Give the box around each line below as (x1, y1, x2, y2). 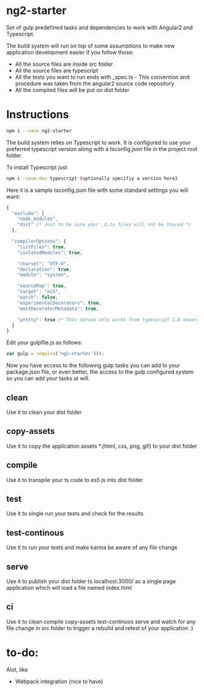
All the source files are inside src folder (15, 60, 114, 68)
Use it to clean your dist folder (6, 408, 82, 416)
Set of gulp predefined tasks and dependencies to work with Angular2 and (6, 24, 193, 31)
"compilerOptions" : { (12, 238, 67, 244)
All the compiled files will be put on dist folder (15, 86, 129, 93)
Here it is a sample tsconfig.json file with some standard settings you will (6, 186, 188, 194)
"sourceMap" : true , (17, 283, 67, 289)
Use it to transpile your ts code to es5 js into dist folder (6, 476, 143, 483)
